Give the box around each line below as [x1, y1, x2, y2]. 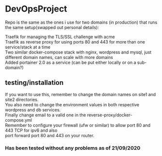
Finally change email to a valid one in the [5, 112, 86, 118]
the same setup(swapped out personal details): [5, 24, 99, 30]
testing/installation [5, 79, 64, 87]
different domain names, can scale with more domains [5, 54, 113, 60]
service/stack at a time [5, 44, 51, 50]
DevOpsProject [5, 3, 68, 14]
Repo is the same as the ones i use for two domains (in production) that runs [5, 19, 158, 25]
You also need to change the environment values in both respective [5, 101, 139, 107]
